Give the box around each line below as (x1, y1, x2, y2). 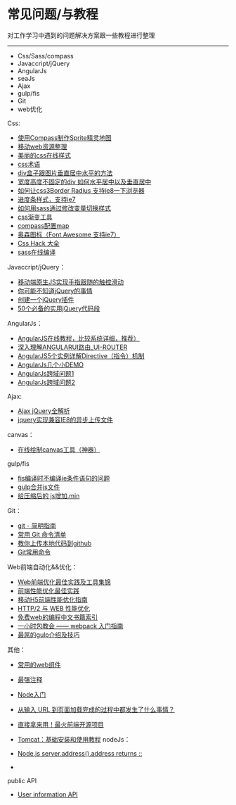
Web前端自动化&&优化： (7, 562, 78, 571)
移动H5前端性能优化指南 (17, 595, 88, 604)
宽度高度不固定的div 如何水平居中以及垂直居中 (17, 177, 152, 186)
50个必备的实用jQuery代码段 (17, 304, 100, 312)
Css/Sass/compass (17, 51, 74, 60)
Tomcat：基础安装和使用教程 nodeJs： (17, 735, 131, 743)
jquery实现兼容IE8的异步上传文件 (17, 415, 114, 424)
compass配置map (17, 221, 70, 229)
